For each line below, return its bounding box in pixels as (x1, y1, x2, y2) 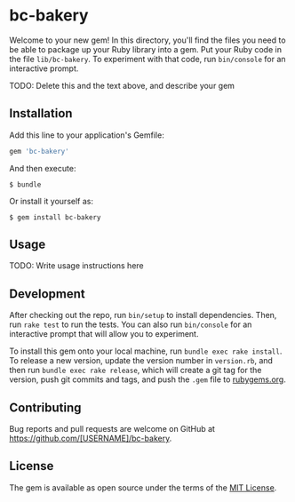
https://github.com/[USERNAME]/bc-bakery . (9, 433, 172, 444)
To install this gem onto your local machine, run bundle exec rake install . (9, 346, 283, 356)
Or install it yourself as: (9, 195, 93, 206)
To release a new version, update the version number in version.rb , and (9, 355, 274, 366)
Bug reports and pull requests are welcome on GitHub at (9, 424, 216, 434)
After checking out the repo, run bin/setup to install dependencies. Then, (9, 310, 277, 321)
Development (9, 286, 86, 301)
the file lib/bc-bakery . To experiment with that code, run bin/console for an (9, 53, 286, 64)
